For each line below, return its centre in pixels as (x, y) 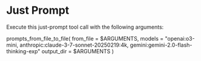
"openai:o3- (180, 38)
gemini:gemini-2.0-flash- (161, 45)
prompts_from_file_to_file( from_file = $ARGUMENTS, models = (85, 38)
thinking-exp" (23, 51)
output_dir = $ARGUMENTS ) (77, 51)
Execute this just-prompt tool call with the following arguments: (85, 27)
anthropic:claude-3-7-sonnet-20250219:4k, (74, 45)
